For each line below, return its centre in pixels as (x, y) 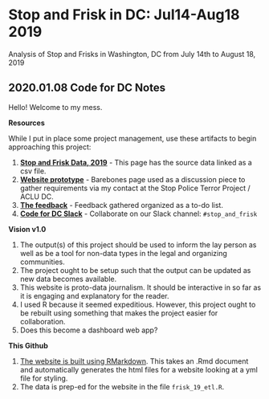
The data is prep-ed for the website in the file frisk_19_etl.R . (122, 386)
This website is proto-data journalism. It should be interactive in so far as (141, 287)
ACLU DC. (37, 196)
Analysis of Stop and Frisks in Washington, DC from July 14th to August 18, (132, 54)
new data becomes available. (68, 279)
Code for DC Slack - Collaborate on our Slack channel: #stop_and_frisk (139, 214)
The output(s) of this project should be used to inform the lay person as (138, 244)
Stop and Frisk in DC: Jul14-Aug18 (124, 15)
